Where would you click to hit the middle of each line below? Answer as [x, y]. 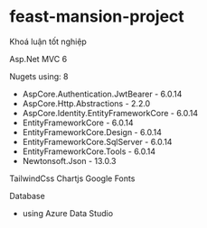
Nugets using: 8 [39, 76]
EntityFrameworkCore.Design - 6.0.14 [92, 132]
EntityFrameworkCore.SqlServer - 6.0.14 [97, 141]
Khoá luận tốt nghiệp [48, 41]
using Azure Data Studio [68, 213]
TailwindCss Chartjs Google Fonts [72, 178]
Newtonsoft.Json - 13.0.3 [69, 160]
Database [27, 196]
